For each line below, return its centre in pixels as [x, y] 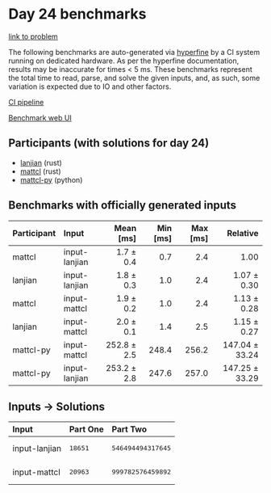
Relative [243, 233]
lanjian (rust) [41, 162]
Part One [86, 429]
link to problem [33, 36]
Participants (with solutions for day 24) [109, 143]
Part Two [129, 429]
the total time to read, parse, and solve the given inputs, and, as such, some [134, 78]
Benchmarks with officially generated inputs [122, 206]
